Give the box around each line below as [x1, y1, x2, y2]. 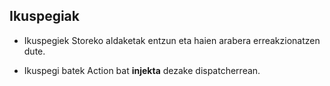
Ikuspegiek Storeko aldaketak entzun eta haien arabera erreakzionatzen [23, 34, 321, 46]
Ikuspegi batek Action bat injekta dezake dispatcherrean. [23, 64, 261, 76]
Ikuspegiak [9, 8, 80, 25]
